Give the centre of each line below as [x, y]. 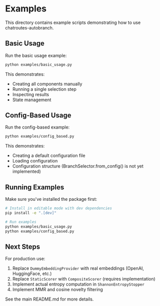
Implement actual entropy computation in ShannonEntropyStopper [79, 284]
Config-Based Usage [38, 115]
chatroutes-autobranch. [30, 27]
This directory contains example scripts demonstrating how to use [73, 22]
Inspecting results [31, 94]
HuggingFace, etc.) [32, 274]
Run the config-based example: [38, 127]
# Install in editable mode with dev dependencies [59, 208]
